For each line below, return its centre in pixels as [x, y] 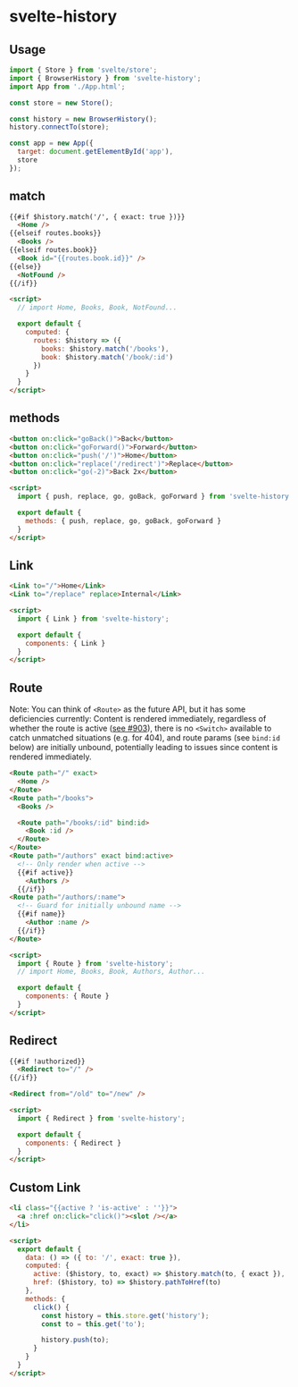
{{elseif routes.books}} [55, 233]
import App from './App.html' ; [67, 87]
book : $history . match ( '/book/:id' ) [108, 357]
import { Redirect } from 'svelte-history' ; [101, 1118]
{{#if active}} [46, 872]
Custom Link [45, 1187]
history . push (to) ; [75, 1340]
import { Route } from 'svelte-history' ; [95, 963]
